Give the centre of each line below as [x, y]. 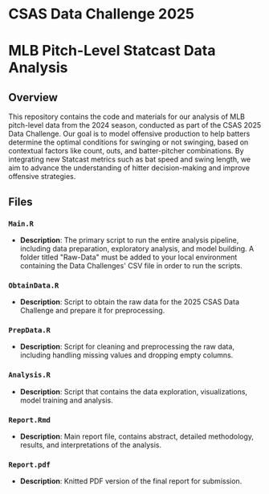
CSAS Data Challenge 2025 [102, 14]
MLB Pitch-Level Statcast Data [112, 51]
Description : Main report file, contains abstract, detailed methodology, [137, 437]
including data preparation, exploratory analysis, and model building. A [137, 248]
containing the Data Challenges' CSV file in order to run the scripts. [131, 265]
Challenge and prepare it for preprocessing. [92, 311]
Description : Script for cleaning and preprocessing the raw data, [127, 347]
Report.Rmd [29, 420]
